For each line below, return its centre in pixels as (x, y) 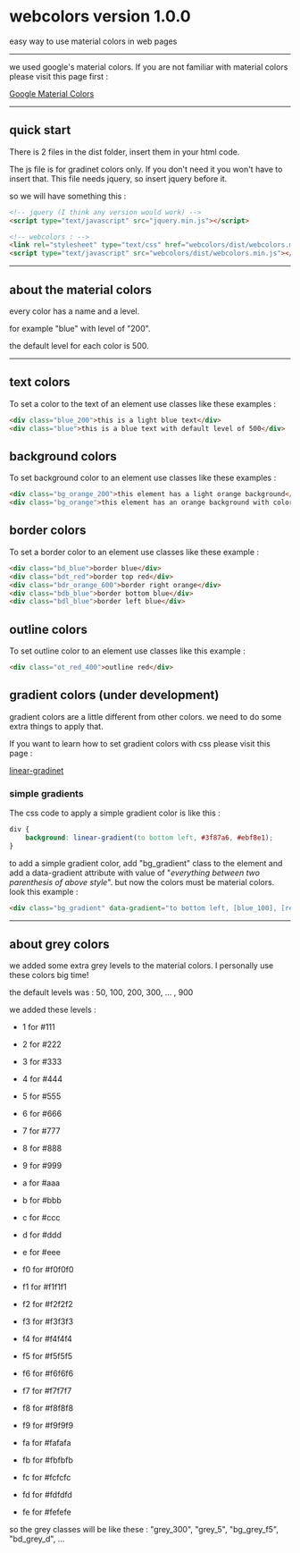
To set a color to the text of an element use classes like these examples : (143, 403)
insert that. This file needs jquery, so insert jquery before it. (118, 178)
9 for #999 (42, 1166)
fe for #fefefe (46, 1512)
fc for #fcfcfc (46, 1478)
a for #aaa (41, 1183)
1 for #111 (38, 1027)
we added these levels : (53, 1010)
